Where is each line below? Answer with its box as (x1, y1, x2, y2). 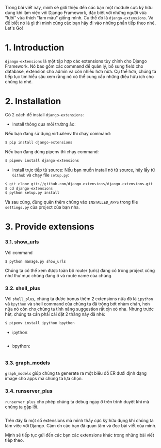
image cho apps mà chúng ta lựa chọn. (5, 376, 83, 382)
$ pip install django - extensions (5, 140, 73, 145)
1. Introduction (5, 42, 64, 53)
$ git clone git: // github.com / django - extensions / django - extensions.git (5, 181, 153, 186)
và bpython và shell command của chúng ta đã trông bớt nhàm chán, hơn (5, 301, 150, 307)
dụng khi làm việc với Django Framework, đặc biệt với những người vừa (5, 10, 147, 16)
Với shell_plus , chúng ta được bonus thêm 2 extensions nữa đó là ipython (5, 296, 153, 302)
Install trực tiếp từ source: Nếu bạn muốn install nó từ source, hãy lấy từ (12, 167, 155, 173)
